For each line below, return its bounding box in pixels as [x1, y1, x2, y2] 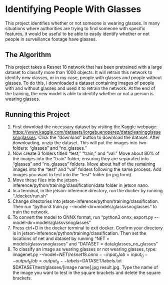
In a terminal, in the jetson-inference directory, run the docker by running [12, 187, 163, 193]
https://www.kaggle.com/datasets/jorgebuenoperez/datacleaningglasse [12, 129, 161, 135]
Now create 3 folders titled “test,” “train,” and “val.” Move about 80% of [12, 150, 160, 156]
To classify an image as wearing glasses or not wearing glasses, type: [12, 246, 157, 252]
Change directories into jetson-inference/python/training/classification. [12, 198, 159, 204]
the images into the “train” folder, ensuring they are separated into [12, 155, 149, 161]
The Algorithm [5, 51, 51, 59]
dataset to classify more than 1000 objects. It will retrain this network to [5, 69, 152, 75]
